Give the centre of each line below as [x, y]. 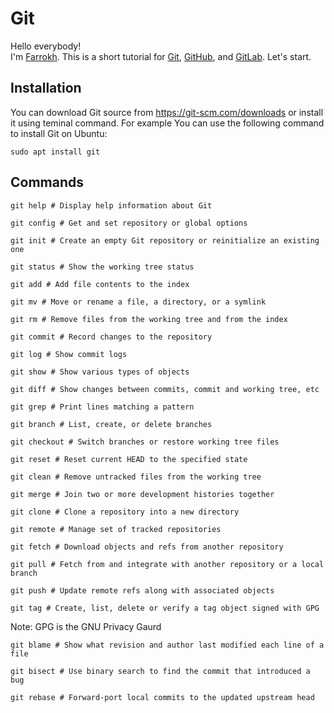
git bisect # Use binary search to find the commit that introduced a [160, 671]
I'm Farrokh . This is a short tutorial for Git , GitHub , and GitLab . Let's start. [161, 56]
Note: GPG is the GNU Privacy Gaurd [86, 626]
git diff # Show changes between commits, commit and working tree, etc [165, 389]
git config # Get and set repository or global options [129, 223]
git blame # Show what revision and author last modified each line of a [167, 645]
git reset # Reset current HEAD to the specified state [129, 459]
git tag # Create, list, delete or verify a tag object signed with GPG [165, 608]
